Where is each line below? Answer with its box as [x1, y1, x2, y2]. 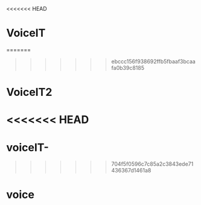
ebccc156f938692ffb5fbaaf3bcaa [111, 57, 196, 65]
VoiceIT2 [6, 86, 53, 99]
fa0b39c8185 [111, 64, 145, 71]
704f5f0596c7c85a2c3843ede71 [111, 160, 194, 168]
